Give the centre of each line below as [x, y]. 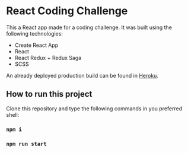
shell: [13, 114]
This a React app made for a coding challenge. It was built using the [89, 27]
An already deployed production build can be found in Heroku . [82, 75]
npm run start [26, 144]
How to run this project [49, 94]
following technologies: [35, 33]
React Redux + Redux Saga [48, 58]
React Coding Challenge [67, 11]
